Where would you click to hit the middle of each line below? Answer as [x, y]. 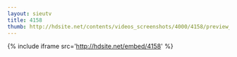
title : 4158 [25, 20]
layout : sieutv [30, 14]
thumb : [17, 26]
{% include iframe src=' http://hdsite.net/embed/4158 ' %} [91, 47]
